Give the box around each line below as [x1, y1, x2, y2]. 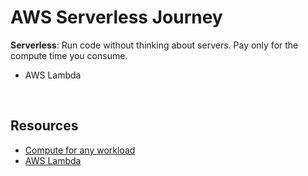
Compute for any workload [24, 144, 136, 156]
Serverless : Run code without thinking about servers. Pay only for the [10, 39, 299, 51]
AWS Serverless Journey [10, 6, 223, 29]
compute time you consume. [10, 49, 128, 61]
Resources [10, 117, 79, 135]
